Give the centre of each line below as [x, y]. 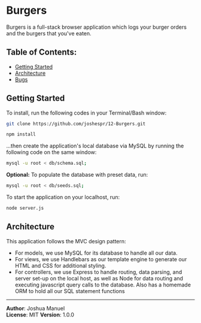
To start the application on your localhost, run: [63, 197]
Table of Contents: [42, 52]
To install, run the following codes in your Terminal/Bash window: [86, 113]
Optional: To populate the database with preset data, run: [77, 175]
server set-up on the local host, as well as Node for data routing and [99, 278]
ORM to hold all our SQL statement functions [70, 291]
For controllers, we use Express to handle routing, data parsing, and [98, 272]
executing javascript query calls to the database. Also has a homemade [103, 285]
